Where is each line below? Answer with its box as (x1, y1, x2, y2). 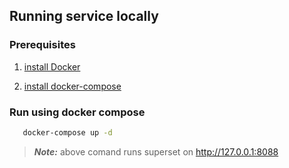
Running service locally (9, 8, 159, 25)
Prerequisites (9, 38, 76, 52)
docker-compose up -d (22, 127, 113, 138)
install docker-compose (23, 80, 122, 92)
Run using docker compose (9, 105, 146, 119)
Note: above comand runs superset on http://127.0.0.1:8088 (33, 145, 279, 158)
